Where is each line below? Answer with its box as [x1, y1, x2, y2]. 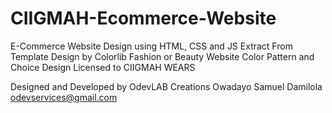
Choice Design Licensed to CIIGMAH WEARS [10, 61, 196, 73]
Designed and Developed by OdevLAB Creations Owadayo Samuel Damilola [10, 80, 323, 92]
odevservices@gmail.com [10, 91, 118, 103]
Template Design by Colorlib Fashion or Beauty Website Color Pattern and [10, 50, 315, 62]
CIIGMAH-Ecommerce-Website [10, 7, 277, 30]
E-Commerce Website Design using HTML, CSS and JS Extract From [10, 40, 293, 52]
